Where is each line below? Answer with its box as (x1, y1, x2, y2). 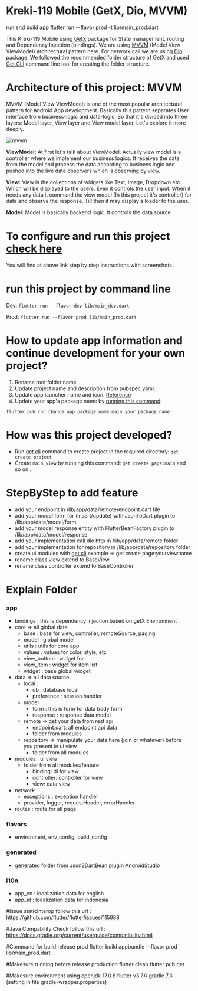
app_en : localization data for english (14, 889, 104, 897)
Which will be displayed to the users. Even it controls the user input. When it (6, 185, 191, 192)
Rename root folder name (14, 378, 77, 385)
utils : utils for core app (23, 642, 80, 650)
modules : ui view (14, 755, 58, 763)
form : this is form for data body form (32, 705, 123, 712)
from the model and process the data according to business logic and (6, 161, 175, 168)
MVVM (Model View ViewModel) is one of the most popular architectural (6, 100, 183, 107)
